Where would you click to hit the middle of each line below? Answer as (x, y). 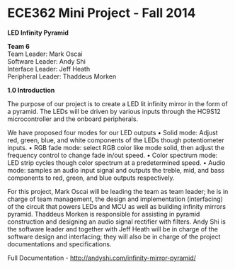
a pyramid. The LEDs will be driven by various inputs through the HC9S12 (114, 111)
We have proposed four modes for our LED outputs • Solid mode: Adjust (113, 132)
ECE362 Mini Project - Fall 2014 (102, 13)
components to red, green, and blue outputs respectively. (91, 178)
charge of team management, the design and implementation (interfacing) (115, 199)
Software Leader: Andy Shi (47, 61)
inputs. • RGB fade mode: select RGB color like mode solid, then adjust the (116, 147)
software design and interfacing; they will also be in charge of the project (114, 236)
